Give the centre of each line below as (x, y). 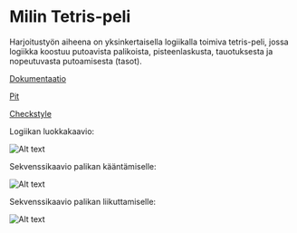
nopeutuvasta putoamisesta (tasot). (76, 61)
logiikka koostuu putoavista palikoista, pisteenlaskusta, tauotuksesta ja (141, 51)
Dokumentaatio (38, 78)
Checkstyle (31, 113)
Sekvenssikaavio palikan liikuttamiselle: (83, 201)
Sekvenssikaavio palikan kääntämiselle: (83, 166)
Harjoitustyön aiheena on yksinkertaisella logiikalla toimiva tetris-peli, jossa (149, 42)
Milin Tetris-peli (70, 17)
